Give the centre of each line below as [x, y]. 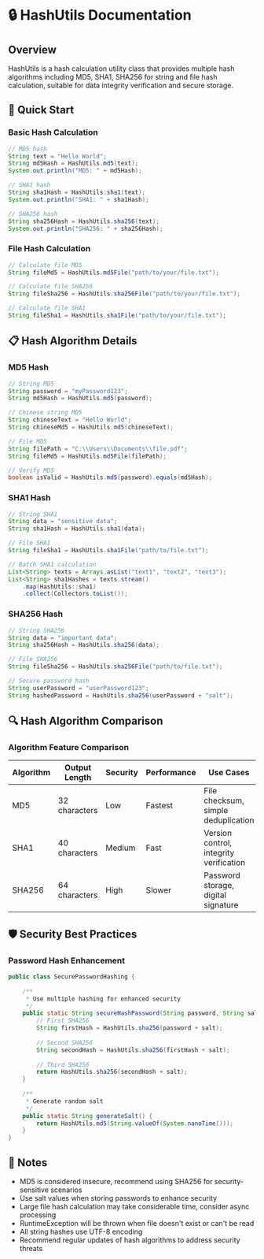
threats [31, 1248]
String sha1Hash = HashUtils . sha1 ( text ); [77, 193]
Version [218, 834]
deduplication [229, 820]
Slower [158, 890]
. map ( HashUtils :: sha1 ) [59, 587]
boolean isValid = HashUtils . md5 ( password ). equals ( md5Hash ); [110, 477]
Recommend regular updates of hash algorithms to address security [130, 1240]
